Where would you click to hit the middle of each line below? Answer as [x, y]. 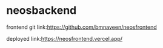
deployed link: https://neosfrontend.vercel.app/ [65, 38]
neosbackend [42, 10]
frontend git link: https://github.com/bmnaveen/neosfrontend [82, 27]
